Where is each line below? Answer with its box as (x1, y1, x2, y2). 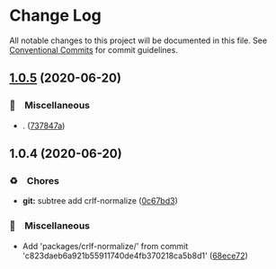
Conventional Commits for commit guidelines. (9, 44, 178, 55)
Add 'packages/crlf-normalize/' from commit (22, 240, 189, 251)
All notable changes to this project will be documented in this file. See (9, 35, 268, 46)
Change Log (9, 5, 102, 26)
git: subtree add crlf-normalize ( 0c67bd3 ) (22, 195, 178, 206)
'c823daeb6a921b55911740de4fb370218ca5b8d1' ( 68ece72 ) (22, 250, 249, 261)
